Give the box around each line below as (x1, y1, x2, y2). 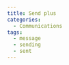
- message (13, 35, 41, 42)
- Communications (13, 22, 63, 29)
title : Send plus (7, 9, 57, 17)
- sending (13, 41, 41, 48)
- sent (13, 48, 32, 55)
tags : (7, 28, 23, 36)
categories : (7, 16, 41, 23)
